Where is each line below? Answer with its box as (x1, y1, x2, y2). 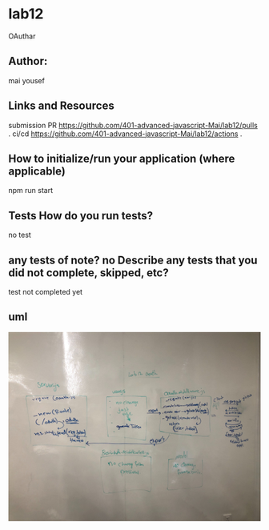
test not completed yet (8, 287, 82, 296)
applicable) (8, 164, 66, 178)
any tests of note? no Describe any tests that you (8, 253, 258, 267)
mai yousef (8, 75, 46, 85)
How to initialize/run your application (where (8, 151, 235, 165)
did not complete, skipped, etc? (8, 266, 170, 279)
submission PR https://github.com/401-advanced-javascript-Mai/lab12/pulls (8, 120, 258, 130)
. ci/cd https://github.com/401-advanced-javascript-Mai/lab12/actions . (8, 129, 243, 139)
